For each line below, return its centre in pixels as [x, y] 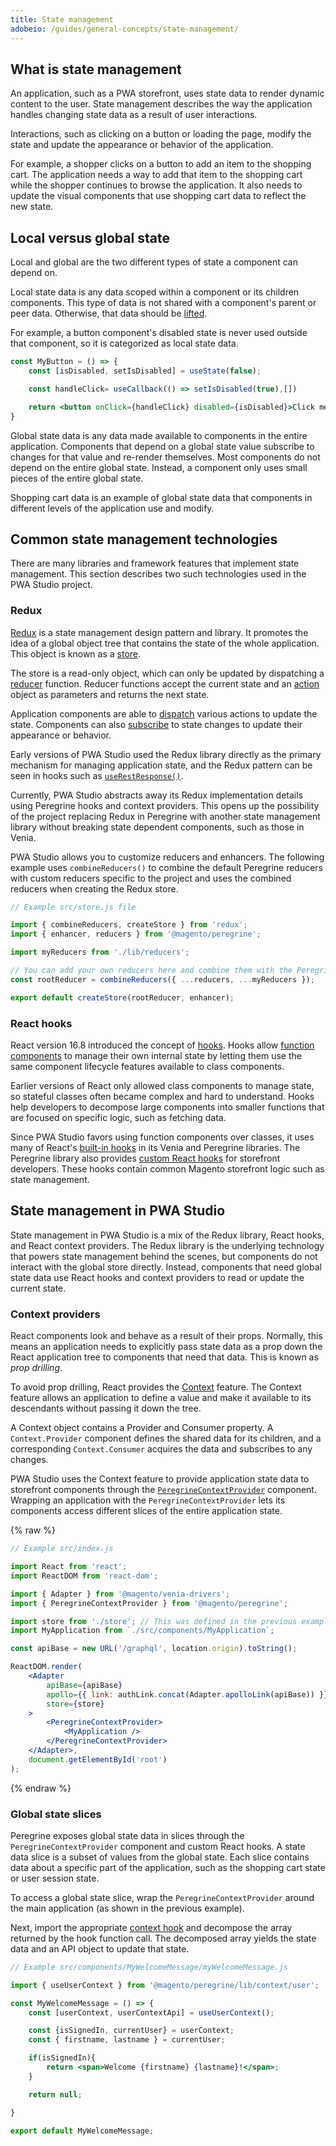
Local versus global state [90, 237]
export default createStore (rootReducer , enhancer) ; [122, 997]
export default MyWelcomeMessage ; [82, 2131]
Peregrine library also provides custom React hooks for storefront [145, 1158]
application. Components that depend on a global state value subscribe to [162, 446]
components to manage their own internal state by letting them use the [156, 1056]
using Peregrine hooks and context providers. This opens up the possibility [165, 805]
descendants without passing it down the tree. [106, 1408]
